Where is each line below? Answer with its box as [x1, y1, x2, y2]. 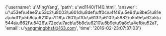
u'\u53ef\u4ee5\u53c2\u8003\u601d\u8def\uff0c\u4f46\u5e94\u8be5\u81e [5, 9, 162, 15]
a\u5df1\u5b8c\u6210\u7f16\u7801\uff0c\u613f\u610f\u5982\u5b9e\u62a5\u [5, 15, 161, 20]
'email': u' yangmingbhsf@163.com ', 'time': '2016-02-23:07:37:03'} [5, 25, 142, 31]
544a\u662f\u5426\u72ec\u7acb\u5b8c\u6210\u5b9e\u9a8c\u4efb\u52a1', [5, 20, 159, 26]
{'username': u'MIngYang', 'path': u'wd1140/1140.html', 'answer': [5, 4, 137, 10]
